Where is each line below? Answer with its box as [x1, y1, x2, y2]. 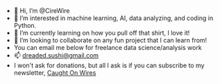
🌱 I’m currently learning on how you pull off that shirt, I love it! [13, 28, 190, 37]
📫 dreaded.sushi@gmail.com [13, 51, 99, 59]
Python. [13, 22, 37, 29]
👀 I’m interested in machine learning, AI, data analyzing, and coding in [13, 14, 214, 22]
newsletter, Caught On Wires [13, 69, 96, 76]
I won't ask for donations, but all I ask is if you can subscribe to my [13, 61, 205, 69]
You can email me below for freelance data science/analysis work [13, 44, 203, 51]
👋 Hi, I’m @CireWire [13, 7, 71, 15]
